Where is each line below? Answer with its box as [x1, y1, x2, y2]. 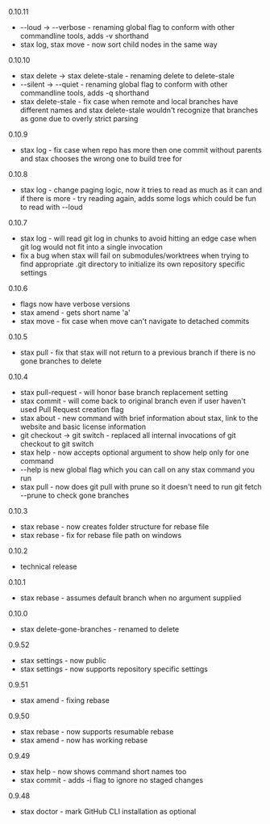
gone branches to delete [19, 356, 102, 366]
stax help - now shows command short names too [19, 767, 187, 776]
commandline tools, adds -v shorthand [19, 32, 149, 40]
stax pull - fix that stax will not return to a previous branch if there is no [19, 347, 256, 357]
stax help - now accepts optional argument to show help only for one [19, 448, 250, 457]
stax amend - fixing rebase [19, 696, 110, 705]
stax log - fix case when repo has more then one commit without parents [19, 145, 262, 154]
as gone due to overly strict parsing [19, 114, 139, 124]
